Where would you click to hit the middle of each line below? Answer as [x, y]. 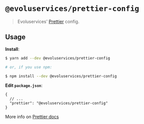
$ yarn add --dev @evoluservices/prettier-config [58, 58]
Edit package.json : [24, 85]
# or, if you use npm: [29, 67]
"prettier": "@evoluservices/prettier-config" [59, 103]
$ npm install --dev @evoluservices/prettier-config [61, 76]
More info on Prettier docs [32, 117]
